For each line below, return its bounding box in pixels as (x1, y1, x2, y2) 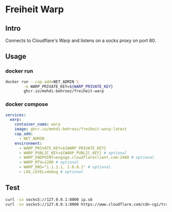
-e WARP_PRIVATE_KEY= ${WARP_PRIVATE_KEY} (24, 84, 114, 89)
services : (5, 112, 27, 117)
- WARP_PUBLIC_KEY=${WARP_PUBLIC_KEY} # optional (18, 150, 127, 155)
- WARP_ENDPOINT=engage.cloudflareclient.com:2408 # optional (18, 155, 155, 160)
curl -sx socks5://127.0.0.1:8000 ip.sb (5, 197, 93, 202)
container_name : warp (14, 122, 60, 127)
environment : (14, 140, 42, 146)
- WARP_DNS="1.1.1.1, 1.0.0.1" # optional (18, 164, 111, 170)
